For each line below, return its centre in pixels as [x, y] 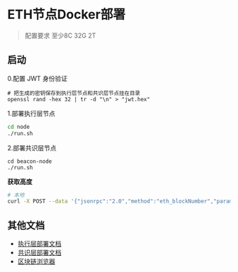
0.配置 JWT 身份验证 [38, 78]
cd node [19, 127]
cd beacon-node [30, 161]
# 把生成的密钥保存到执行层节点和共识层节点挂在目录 [74, 93]
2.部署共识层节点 [32, 148]
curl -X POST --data [38, 202]
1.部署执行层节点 [31, 113]
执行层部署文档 [39, 244]
